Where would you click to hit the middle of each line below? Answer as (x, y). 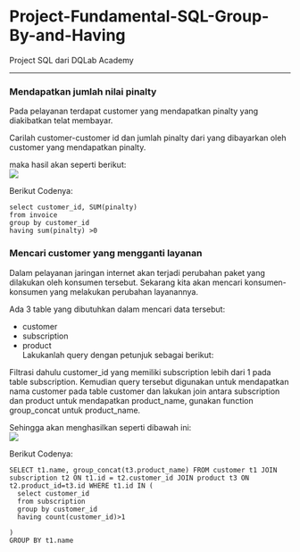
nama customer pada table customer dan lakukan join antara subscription (145, 391)
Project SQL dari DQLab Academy (71, 60)
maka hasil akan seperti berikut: (68, 165)
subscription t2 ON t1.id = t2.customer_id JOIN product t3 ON (129, 478)
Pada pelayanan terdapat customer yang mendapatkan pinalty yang (134, 111)
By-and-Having (68, 35)
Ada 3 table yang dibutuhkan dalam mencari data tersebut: (117, 309)
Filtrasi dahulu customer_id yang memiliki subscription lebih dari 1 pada (140, 372)
